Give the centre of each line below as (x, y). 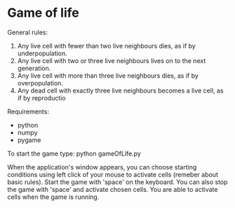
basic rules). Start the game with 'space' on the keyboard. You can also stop (117, 182)
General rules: (28, 32)
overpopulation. (40, 83)
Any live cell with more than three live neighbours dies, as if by (108, 76)
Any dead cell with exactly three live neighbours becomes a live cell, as (120, 90)
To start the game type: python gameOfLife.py (74, 153)
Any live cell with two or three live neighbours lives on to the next (112, 60)
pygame (29, 140)
